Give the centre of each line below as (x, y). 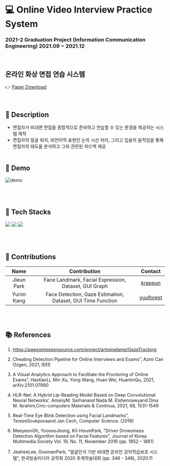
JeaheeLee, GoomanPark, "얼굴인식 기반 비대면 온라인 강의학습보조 (80, 452)
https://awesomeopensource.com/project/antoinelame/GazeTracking (84, 350)
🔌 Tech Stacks (28, 212)
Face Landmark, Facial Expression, (85, 279)
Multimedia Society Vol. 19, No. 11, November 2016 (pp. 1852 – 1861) (83, 441)
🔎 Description (27, 114)
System (22, 24)
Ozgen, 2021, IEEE (32, 365)
